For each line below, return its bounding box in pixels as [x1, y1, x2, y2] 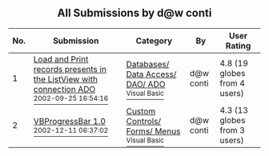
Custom [126, 106, 156, 117]
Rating [225, 40, 251, 51]
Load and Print [33, 54, 89, 65]
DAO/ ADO [126, 78, 166, 90]
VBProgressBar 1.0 [33, 115, 106, 126]
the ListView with [33, 74, 98, 85]
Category [135, 35, 173, 46]
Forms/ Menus [126, 126, 181, 137]
